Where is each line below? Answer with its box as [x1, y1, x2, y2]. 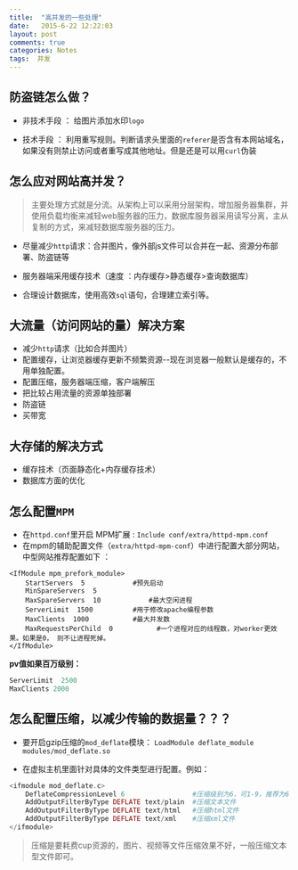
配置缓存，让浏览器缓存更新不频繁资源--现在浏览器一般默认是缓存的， [21, 354, 279, 365]
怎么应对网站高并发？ [9, 174, 126, 189]
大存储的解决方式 [9, 439, 103, 454]
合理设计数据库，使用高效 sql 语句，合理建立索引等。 [21, 289, 214, 300]
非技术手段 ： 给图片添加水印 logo [21, 115, 145, 126]
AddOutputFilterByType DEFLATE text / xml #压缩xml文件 [25, 815, 236, 824]
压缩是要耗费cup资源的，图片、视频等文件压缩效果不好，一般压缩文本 [30, 840, 287, 850]
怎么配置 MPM [9, 504, 75, 519]
